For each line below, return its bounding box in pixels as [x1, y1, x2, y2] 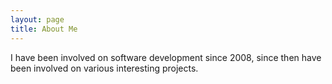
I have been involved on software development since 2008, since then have [10, 51, 322, 63]
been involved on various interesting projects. [10, 62, 199, 74]
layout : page [10, 14, 65, 25]
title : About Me [10, 24, 78, 34]
